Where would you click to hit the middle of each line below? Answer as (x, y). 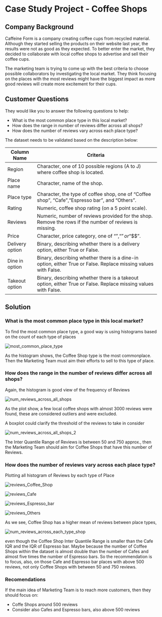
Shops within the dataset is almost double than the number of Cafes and (77, 552)
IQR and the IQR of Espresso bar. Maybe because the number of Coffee (76, 546)
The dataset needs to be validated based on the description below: (72, 140)
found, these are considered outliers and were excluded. (61, 414)
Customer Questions (37, 99)
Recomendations (25, 580)
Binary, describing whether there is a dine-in (88, 258)
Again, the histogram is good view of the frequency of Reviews (67, 390)
